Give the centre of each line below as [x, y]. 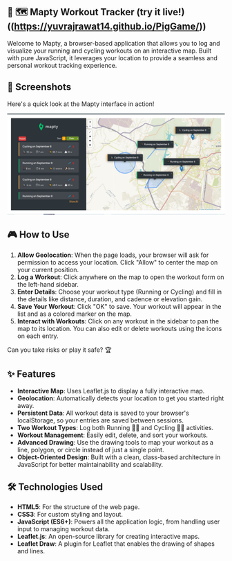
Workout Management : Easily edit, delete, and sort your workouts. [113, 435]
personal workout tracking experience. [62, 65]
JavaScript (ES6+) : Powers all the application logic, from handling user [118, 522]
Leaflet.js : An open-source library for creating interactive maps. [108, 537]
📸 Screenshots [39, 87]
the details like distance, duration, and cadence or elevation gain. [110, 299]
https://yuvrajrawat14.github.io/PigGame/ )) [110, 27]
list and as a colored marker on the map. [75, 314]
